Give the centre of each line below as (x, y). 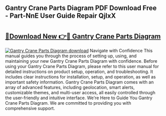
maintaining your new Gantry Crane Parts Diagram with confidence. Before (81, 61)
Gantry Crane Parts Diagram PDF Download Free (81, 8)
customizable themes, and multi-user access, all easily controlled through (80, 93)
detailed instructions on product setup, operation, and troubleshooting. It (79, 72)
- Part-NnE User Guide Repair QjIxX (61, 16)
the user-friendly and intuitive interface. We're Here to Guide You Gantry (79, 98)
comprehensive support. (30, 108)
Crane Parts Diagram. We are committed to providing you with (68, 103)
